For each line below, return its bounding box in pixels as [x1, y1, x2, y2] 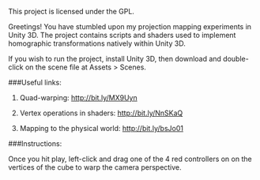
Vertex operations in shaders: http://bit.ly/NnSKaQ [19, 108, 183, 118]
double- [222, 54, 249, 63]
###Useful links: [8, 78, 62, 87]
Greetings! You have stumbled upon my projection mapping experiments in [8, 22, 251, 31]
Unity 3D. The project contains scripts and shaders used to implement [8, 31, 236, 39]
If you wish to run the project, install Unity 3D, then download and [8, 54, 221, 63]
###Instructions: [8, 139, 62, 148]
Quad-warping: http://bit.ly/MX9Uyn [19, 93, 138, 102]
